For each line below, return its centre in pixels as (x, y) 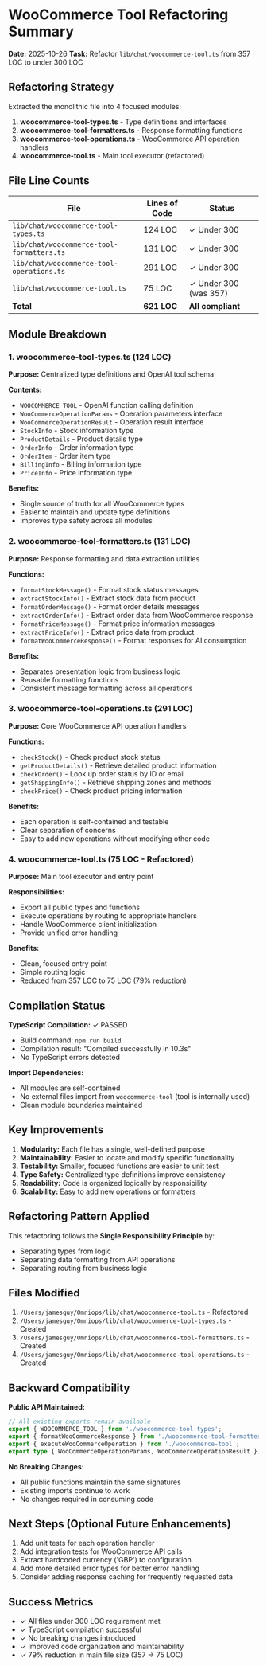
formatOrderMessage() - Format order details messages (110, 606)
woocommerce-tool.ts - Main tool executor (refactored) (112, 155)
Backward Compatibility (69, 1388)
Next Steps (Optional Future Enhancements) (120, 1524)
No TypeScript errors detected (70, 1057)
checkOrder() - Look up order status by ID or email (102, 773)
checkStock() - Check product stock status (90, 757)
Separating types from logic (65, 1251)
